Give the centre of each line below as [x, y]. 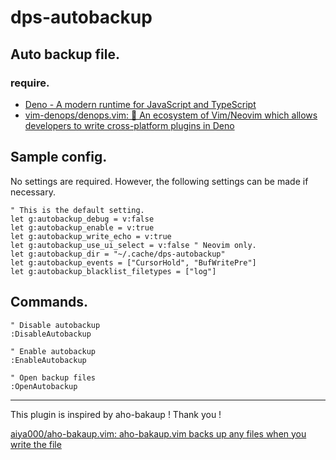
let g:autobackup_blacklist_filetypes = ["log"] [113, 271]
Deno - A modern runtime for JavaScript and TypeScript [140, 104]
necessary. [33, 192]
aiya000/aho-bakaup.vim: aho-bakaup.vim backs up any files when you [158, 433]
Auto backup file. [65, 54]
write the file [36, 444]
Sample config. [59, 157]
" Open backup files [53, 377]
